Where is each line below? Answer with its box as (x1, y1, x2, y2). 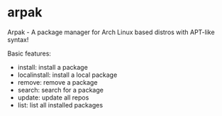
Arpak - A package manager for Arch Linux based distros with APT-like (7, 28, 215, 36)
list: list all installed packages (17, 100, 104, 109)
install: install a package (17, 63, 89, 71)
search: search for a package (17, 85, 104, 94)
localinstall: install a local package (17, 70, 118, 79)
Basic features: (7, 49, 52, 58)
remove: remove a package (17, 78, 98, 86)
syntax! (7, 35, 29, 43)
